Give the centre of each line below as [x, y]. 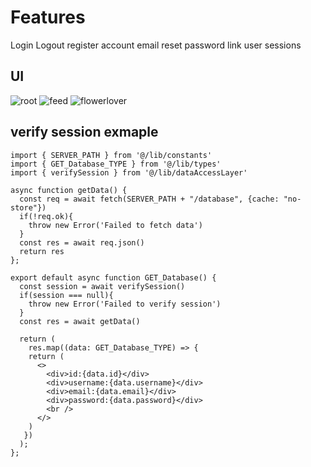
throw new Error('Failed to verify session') [125, 304]
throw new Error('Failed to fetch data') [115, 225]
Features [48, 17]
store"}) [28, 207]
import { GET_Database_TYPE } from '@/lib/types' [116, 164]
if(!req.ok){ [46, 216]
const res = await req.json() [82, 242]
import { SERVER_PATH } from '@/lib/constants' [111, 155]
